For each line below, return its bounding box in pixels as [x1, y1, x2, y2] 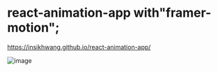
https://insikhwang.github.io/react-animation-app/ [7, 43, 151, 51]
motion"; [7, 20, 60, 36]
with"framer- [133, 5, 212, 21]
